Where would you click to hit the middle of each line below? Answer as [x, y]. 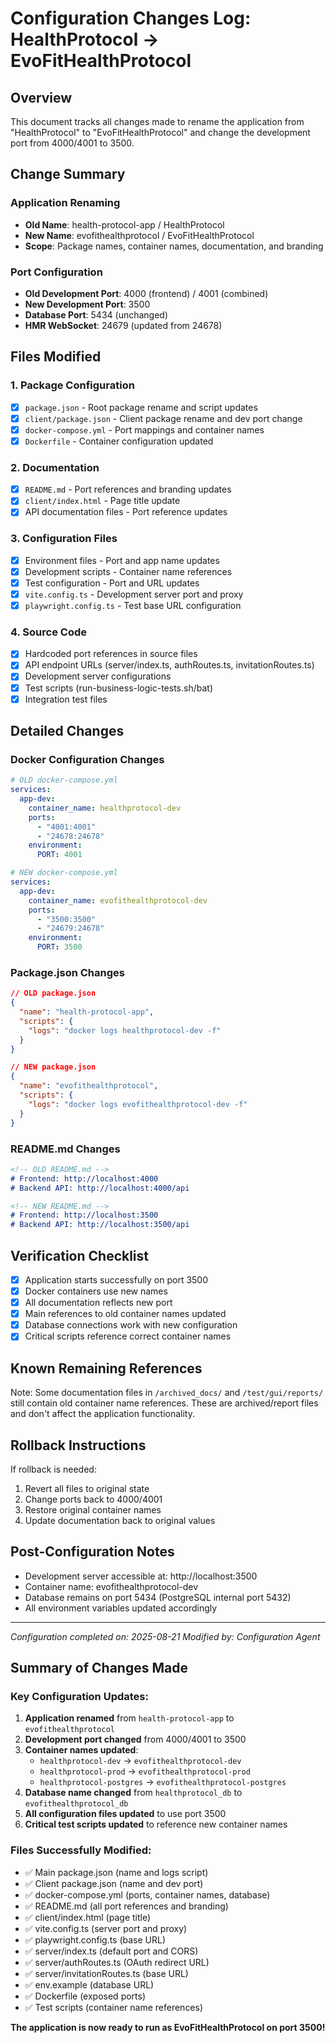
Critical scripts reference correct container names [128, 1336]
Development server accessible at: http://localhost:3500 [141, 1576]
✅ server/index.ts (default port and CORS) [111, 1951]
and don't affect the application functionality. [103, 1414]
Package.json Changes [67, 972]
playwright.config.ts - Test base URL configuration [133, 605]
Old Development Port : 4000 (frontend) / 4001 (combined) [146, 293]
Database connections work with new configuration [131, 1325]
